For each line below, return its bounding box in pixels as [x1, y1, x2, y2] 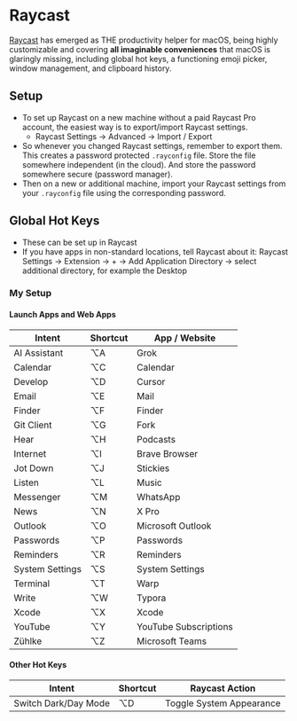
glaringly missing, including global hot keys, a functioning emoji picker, [9, 53, 268, 64]
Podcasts [137, 433, 176, 445]
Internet [13, 447, 47, 459]
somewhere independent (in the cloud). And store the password [21, 159, 256, 169]
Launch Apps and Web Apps [9, 310, 117, 320]
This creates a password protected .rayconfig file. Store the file [21, 150, 256, 161]
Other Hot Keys [9, 660, 67, 670]
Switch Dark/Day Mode [13, 697, 111, 709]
